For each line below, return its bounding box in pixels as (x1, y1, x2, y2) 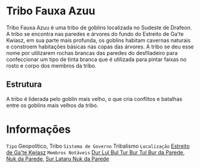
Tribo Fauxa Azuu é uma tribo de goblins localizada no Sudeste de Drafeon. (6, 24, 192, 31)
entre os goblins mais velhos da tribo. (6, 102, 99, 109)
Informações (6, 123, 71, 136)
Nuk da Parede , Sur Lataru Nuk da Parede (6, 155, 109, 162)
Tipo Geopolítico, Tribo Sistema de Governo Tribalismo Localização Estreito (6, 142, 190, 149)
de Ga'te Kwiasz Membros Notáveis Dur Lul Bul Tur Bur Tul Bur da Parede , (6, 148, 185, 156)
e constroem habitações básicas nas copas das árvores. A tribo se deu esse (6, 43, 194, 50)
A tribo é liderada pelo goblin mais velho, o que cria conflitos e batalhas (6, 95, 183, 102)
